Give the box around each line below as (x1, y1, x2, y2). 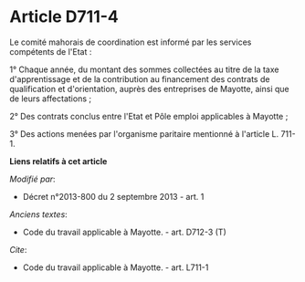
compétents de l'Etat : (9, 46, 92, 57)
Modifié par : (9, 173, 57, 184)
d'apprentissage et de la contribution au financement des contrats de (9, 73, 270, 84)
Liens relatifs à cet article (9, 155, 108, 166)
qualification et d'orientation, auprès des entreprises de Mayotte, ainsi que (9, 83, 289, 94)
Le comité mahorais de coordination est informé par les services (9, 37, 252, 47)
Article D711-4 (9, 6, 119, 27)
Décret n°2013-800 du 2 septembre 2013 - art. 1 (22, 191, 205, 202)
